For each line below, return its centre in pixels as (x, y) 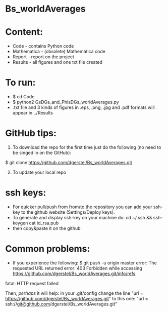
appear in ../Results (33, 113)
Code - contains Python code (43, 46)
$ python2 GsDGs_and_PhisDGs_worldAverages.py (66, 102)
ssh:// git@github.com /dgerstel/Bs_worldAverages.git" (61, 304)
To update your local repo (39, 172)
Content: (24, 32)
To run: (20, 83)
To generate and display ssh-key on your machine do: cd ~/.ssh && (82, 217)
